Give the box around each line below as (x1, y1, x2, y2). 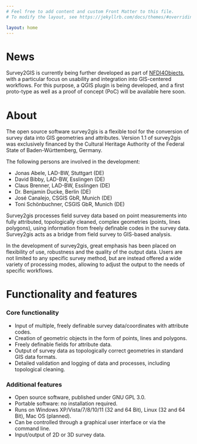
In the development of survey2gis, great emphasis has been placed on (6, 242, 176, 250)
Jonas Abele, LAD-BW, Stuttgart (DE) (14, 170, 104, 177)
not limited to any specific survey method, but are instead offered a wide (6, 255, 182, 262)
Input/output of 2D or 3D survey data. (14, 431, 106, 438)
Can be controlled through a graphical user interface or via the (14, 419, 166, 426)
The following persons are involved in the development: (6, 158, 141, 165)
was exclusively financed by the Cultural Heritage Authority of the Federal (6, 140, 185, 147)
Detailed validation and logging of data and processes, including (14, 359, 170, 366)
